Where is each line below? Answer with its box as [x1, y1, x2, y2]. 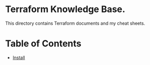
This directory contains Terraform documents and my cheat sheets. [5, 20, 145, 26]
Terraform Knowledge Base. [5, 4, 126, 15]
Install [12, 54, 25, 60]
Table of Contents [5, 38, 82, 49]
